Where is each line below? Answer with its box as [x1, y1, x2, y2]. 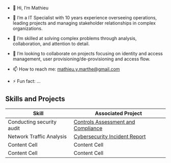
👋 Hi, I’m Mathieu [12, 5, 49, 11]
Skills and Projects [5, 94, 65, 104]
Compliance [73, 124, 103, 132]
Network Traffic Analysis [8, 133, 67, 140]
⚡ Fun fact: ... [12, 78, 41, 84]
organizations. [12, 25, 43, 31]
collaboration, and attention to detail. [12, 41, 90, 47]
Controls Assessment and [73, 118, 135, 125]
